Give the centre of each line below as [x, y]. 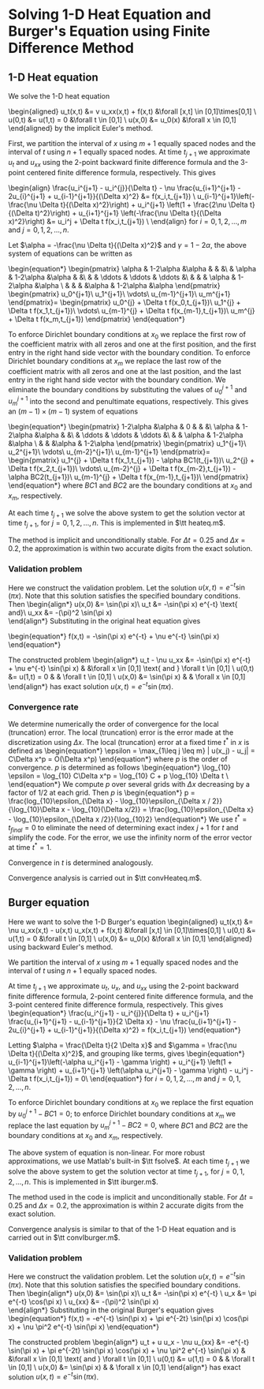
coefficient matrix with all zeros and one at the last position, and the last [125, 372]
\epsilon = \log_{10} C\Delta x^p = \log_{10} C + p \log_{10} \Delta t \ [118, 776]
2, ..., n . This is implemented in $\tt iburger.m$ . [84, 1181]
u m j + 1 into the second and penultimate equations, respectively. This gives [128, 401]
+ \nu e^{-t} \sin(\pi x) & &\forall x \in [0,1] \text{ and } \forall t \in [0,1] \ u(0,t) [131, 668]
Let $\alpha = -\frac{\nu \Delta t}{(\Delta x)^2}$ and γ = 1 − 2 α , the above [127, 245]
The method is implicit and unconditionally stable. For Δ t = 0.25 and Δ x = [127, 540]
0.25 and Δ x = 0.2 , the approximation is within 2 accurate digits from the [126, 1205]
